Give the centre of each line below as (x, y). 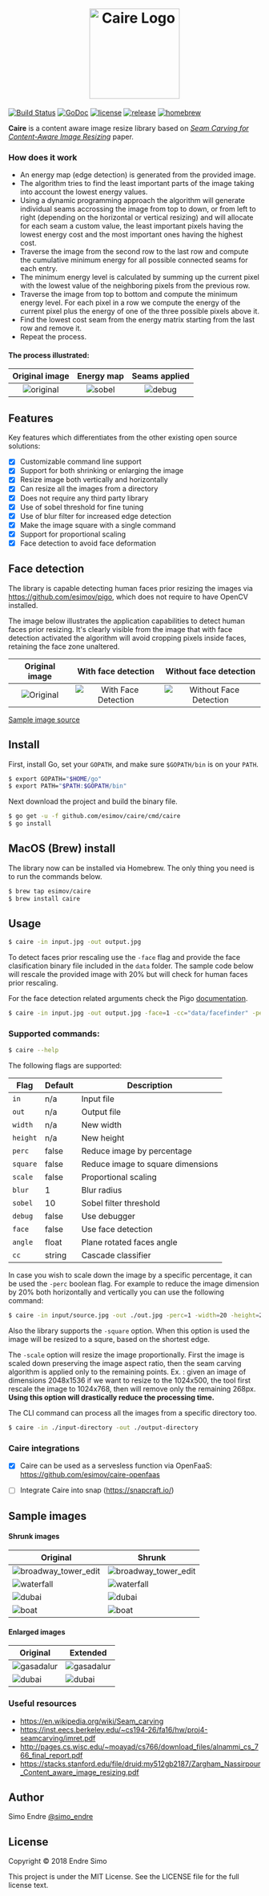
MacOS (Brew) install (62, 849)
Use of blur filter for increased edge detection (96, 516)
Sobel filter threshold (120, 1203)
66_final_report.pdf (51, 1755)
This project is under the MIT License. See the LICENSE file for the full (124, 1877)
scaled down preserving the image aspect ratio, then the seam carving (125, 1363)
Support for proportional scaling (73, 534)
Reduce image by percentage (137, 1151)
